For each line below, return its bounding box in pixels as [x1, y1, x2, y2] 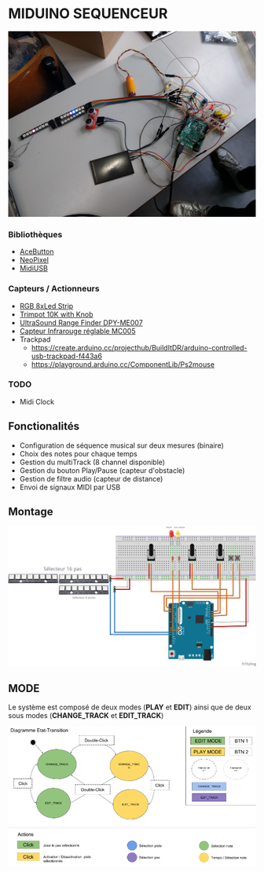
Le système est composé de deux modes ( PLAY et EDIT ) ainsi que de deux [8, 702, 251, 712]
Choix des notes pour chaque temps [19, 449, 137, 458]
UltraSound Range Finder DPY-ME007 [19, 317, 143, 327]
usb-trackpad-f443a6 [31, 351, 102, 361]
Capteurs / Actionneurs [8, 284, 100, 295]
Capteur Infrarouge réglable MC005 [19, 326, 136, 335]
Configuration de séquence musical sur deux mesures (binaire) [19, 441, 224, 450]
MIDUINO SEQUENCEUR [8, 5, 168, 23]
